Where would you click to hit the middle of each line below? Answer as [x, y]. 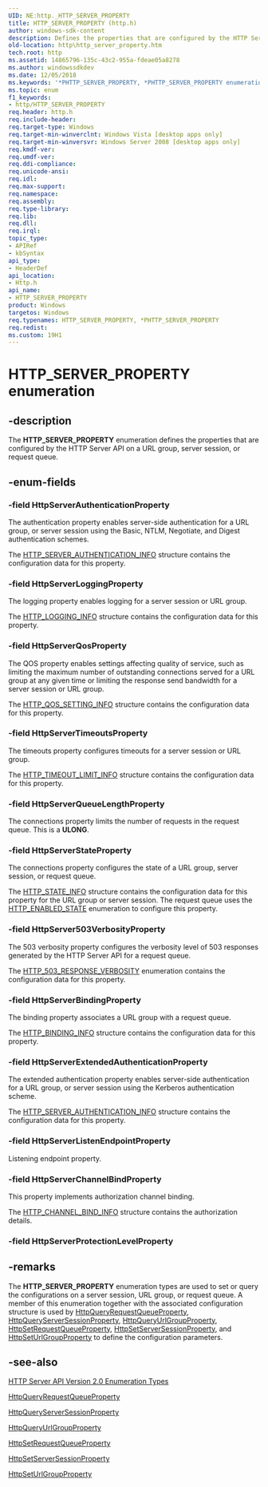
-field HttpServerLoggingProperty [76, 584]
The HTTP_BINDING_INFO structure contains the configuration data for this [132, 1033]
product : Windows [37, 305]
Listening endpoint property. [55, 1158]
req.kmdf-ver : [32, 149]
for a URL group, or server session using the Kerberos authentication [122, 1088]
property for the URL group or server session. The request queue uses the [130, 900]
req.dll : [23, 224]
